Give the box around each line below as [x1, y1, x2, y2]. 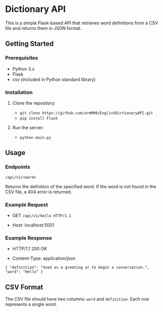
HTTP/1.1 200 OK [12, 246, 47, 252]
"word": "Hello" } [5, 269, 43, 274]
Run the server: [12, 124, 44, 130]
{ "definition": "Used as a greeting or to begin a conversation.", [5, 265, 150, 270]
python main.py [19, 135, 51, 140]
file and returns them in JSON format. [5, 25, 82, 31]
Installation [5, 88, 33, 95]
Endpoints [5, 163, 31, 170]
